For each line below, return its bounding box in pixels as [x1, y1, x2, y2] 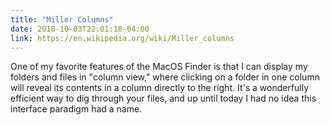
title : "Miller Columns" [10, 14, 114, 25]
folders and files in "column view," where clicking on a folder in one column [10, 71, 320, 83]
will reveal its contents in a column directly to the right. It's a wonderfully [10, 82, 310, 94]
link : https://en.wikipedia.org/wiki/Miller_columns [10, 33, 235, 43]
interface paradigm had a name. [10, 103, 143, 115]
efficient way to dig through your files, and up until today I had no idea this [10, 92, 317, 105]
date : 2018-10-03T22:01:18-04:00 [10, 24, 150, 34]
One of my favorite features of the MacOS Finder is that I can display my [10, 61, 308, 73]
